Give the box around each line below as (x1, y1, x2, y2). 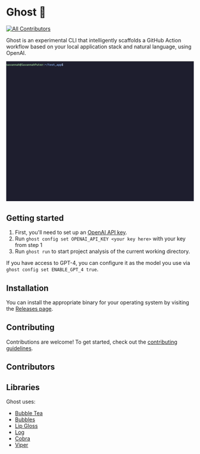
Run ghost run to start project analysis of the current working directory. (14, 248, 190, 255)
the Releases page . (6, 305, 54, 313)
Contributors (6, 362, 55, 372)
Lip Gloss (14, 422, 38, 430)
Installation (6, 283, 49, 293)
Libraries (6, 382, 40, 393)
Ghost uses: (6, 398, 36, 405)
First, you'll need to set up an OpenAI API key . (14, 229, 127, 236)
